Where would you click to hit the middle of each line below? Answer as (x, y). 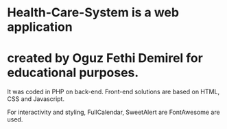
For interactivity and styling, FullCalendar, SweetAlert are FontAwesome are (114, 112)
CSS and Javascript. (36, 99)
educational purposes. (73, 73)
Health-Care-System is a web (93, 13)
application (40, 27)
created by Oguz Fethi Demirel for (105, 58)
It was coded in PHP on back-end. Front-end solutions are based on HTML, (113, 92)
